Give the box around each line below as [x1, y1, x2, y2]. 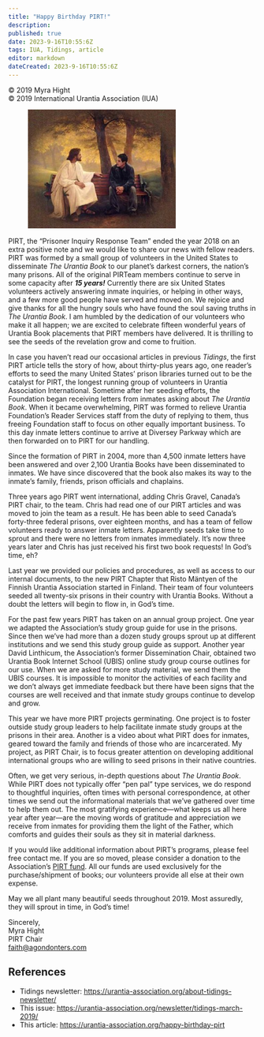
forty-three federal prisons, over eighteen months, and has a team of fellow [8, 517, 253, 526]
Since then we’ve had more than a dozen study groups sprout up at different [8, 631, 256, 641]
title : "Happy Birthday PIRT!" [8, 13, 111, 21]
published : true [8, 29, 61, 37]
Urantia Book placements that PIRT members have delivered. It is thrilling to [8, 328, 254, 338]
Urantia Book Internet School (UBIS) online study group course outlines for [8, 656, 251, 666]
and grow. [8, 698, 41, 708]
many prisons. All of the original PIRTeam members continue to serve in [8, 269, 240, 279]
